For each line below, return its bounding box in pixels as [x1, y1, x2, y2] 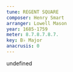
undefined [6, 59, 33, 67]
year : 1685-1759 [6, 26, 48, 32]
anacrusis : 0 [6, 43, 40, 49]
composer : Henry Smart [6, 15, 64, 21]
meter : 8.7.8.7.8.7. [6, 32, 60, 38]
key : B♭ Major [6, 37, 43, 43]
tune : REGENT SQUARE [6, 9, 60, 15]
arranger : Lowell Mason [6, 20, 67, 26]
